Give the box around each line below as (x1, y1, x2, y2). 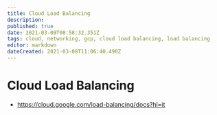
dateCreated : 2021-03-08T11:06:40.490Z (7, 49, 122, 55)
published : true (7, 23, 54, 29)
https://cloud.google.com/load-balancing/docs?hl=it (16, 100, 165, 108)
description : (7, 16, 45, 23)
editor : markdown (7, 42, 57, 49)
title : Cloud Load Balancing (7, 10, 91, 17)
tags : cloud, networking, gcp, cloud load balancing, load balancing (7, 36, 211, 42)
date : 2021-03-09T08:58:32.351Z (7, 29, 100, 36)
